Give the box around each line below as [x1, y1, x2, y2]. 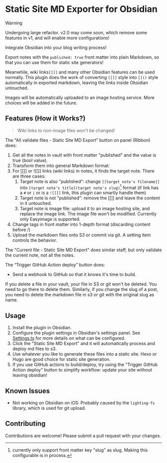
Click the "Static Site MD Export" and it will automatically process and [12, 341, 155, 347]
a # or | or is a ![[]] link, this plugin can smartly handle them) [19, 190, 147, 196]
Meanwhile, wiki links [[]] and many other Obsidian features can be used [5, 69, 155, 75]
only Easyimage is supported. [19, 216, 81, 222]
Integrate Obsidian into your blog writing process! [5, 44, 107, 50]
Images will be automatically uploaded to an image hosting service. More [5, 94, 155, 100]
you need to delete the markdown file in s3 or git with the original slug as [5, 292, 155, 298]
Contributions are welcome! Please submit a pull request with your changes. [5, 433, 162, 439]
